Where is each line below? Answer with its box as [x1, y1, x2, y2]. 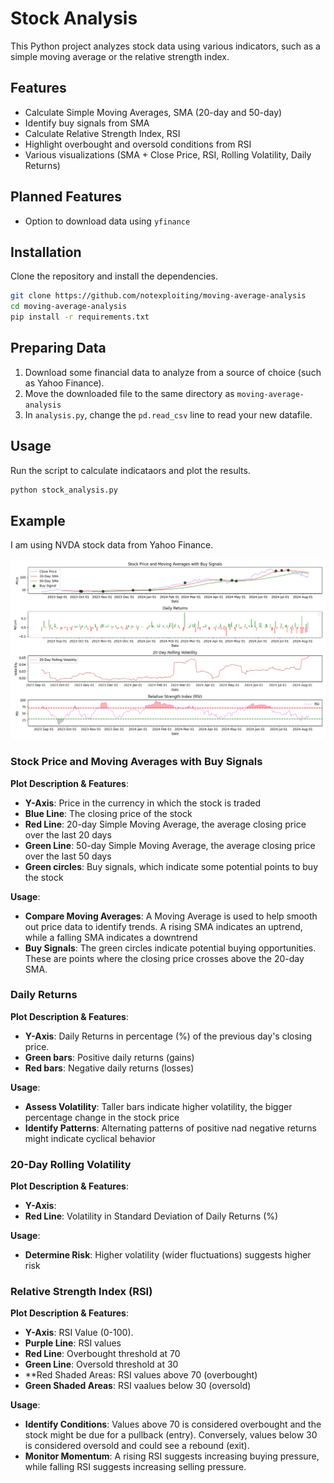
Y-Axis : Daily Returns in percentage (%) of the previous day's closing [24, 1030, 313, 1042]
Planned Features [10, 188, 123, 206]
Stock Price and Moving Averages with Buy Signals [10, 755, 263, 769]
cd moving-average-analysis [10, 302, 128, 312]
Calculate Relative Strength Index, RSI [24, 127, 181, 139]
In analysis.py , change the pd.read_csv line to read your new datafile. [24, 408, 313, 421]
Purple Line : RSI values [24, 1337, 122, 1349]
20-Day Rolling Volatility [10, 1157, 132, 1171]
